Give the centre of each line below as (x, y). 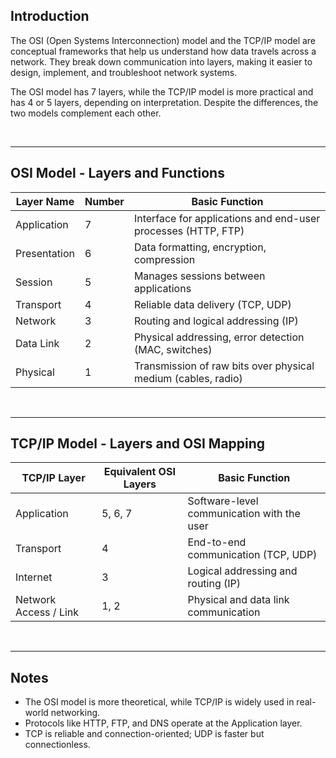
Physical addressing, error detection (219, 337)
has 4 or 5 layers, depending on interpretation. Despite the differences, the (164, 102)
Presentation (45, 253)
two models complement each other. (86, 113)
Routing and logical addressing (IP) (216, 321)
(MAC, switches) (173, 349)
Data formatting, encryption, (200, 247)
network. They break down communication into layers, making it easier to (161, 61)
